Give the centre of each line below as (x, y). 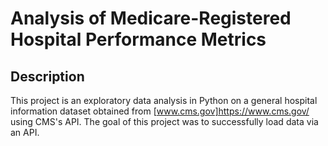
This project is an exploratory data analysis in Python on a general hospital (164, 100)
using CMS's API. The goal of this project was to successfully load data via (164, 121)
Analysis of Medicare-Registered (151, 18)
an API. (25, 132)
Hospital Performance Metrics (138, 39)
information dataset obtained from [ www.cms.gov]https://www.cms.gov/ (160, 111)
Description (47, 76)
